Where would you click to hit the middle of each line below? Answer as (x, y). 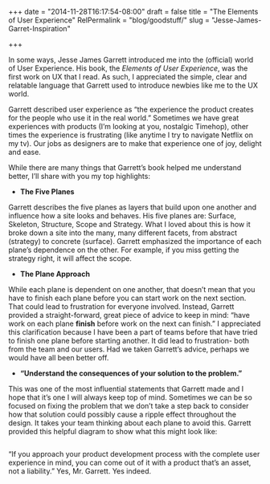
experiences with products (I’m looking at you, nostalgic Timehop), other (129, 126)
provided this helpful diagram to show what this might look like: (113, 431)
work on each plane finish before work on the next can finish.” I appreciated (135, 323)
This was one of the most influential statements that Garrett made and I (126, 389)
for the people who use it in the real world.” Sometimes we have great (124, 118)
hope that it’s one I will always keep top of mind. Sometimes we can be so (131, 397)
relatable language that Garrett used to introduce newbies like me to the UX (133, 85)
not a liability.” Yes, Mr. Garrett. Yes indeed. (80, 471)
